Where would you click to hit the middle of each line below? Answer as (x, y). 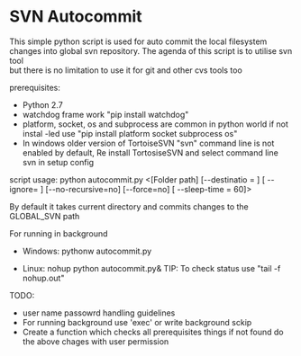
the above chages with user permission (96, 341)
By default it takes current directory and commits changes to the (129, 206)
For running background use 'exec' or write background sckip (137, 322)
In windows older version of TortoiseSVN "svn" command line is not (148, 143)
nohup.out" (43, 278)
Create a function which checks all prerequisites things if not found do (153, 332)
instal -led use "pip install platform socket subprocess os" (130, 133)
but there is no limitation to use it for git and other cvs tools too (126, 70)
